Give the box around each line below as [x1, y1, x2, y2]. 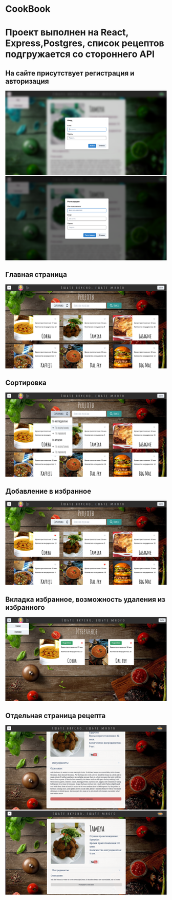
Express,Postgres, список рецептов [5, 38, 165, 49]
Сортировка [5, 379, 47, 387]
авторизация [5, 77, 49, 85]
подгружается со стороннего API [5, 48, 155, 60]
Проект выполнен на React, [5, 27, 129, 39]
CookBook [5, 3, 51, 15]
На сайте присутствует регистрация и [5, 69, 135, 78]
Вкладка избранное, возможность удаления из [5, 595, 165, 604]
